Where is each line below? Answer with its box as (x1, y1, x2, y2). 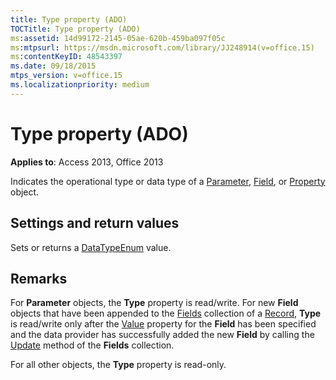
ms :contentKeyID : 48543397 (10, 52, 123, 62)
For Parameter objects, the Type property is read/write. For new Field (10, 297, 299, 309)
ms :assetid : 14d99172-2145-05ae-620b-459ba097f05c (10, 33, 226, 43)
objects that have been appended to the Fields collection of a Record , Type (10, 307, 322, 320)
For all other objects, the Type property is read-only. (10, 359, 227, 371)
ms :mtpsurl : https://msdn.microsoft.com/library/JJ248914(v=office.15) (10, 42, 315, 53)
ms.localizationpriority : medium (10, 80, 150, 90)
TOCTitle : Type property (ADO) (10, 24, 141, 34)
